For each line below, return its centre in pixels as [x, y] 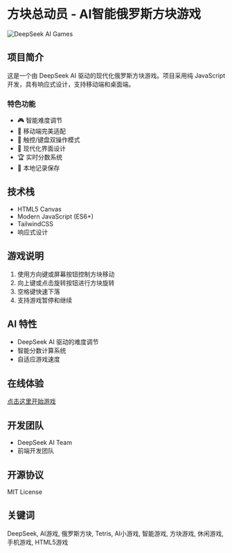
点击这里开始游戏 [32, 401]
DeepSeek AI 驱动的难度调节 [58, 342]
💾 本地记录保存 [38, 168]
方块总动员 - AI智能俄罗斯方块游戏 [104, 14]
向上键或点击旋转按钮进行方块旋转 [66, 282]
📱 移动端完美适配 [41, 131]
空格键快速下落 [38, 291]
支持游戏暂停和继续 [45, 300]
